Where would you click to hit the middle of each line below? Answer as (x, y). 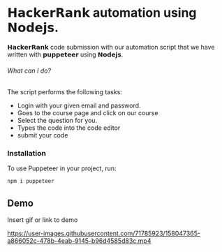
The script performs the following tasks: (65, 92)
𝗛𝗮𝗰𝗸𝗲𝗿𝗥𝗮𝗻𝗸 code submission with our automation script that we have (111, 47)
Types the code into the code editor (69, 128)
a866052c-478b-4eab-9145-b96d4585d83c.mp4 (79, 241)
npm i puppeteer (31, 181)
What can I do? (29, 71)
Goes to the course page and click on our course (88, 113)
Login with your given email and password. (79, 105)
